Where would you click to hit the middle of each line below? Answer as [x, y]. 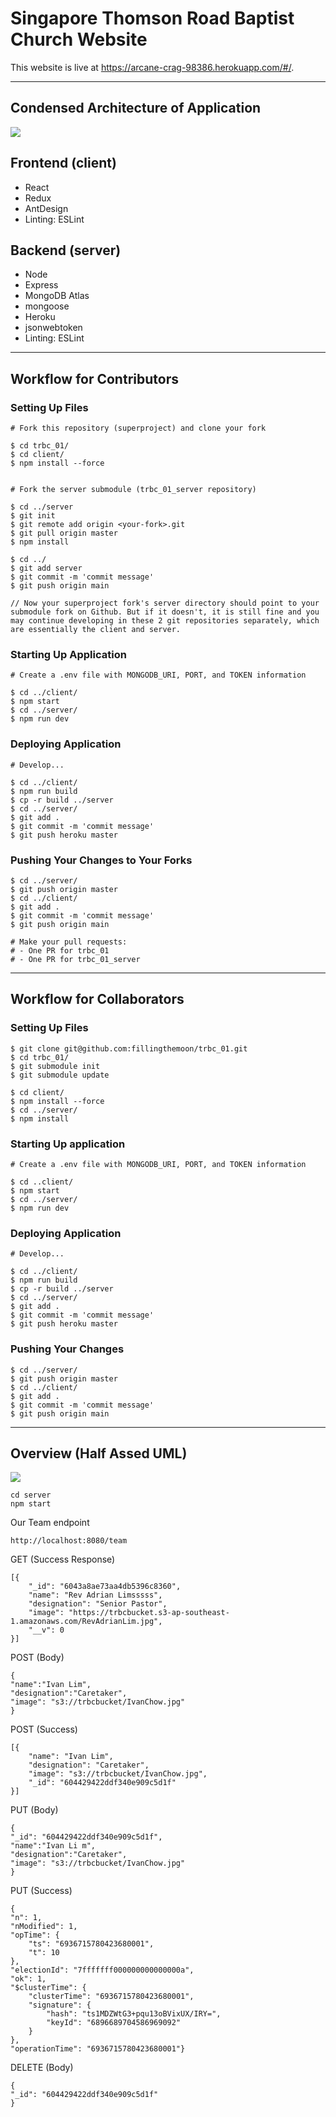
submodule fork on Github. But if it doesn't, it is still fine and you [165, 612]
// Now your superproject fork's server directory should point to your [165, 603]
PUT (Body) [34, 1810]
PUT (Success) [41, 1891]
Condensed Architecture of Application [136, 108]
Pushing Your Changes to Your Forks [101, 860]
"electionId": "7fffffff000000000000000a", [102, 1970]
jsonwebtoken [53, 328]
